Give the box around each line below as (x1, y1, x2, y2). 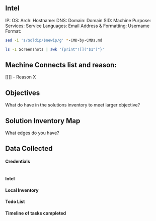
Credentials (5, 158, 30, 164)
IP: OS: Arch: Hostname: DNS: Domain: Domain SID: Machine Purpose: (5, 17, 151, 23)
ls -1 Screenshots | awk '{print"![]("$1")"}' (5, 47, 105, 52)
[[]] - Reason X (5, 74, 36, 80)
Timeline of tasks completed (5, 210, 66, 216)
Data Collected (5, 144, 53, 153)
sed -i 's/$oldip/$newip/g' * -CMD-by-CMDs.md (5, 38, 102, 43)
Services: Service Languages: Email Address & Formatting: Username (5, 23, 150, 29)
